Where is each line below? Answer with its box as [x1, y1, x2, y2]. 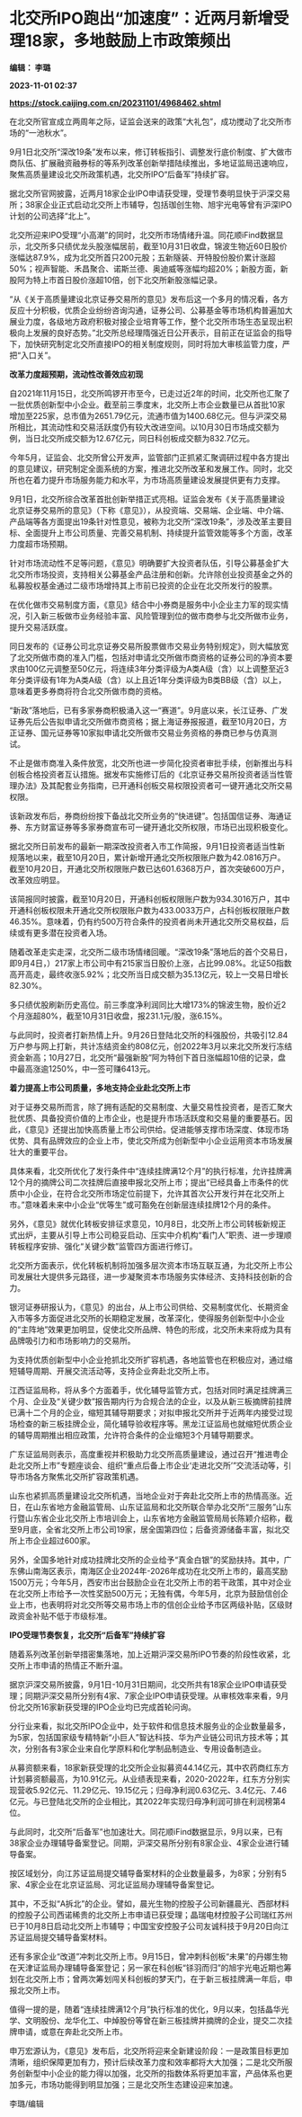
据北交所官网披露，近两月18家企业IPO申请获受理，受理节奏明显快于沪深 [9, 188, 275, 199]
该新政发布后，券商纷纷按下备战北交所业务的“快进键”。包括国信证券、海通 [9, 810, 285, 821]
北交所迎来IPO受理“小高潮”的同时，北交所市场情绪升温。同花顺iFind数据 [9, 229, 276, 240]
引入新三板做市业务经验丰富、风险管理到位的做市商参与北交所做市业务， [24, 610, 293, 621]
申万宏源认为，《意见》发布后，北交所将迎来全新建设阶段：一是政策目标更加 [9, 2045, 289, 2056]
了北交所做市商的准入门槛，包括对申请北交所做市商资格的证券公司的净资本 [9, 652, 285, 663]
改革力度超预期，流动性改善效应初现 [9, 369, 144, 379]
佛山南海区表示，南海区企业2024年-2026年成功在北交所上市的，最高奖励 [16, 1565, 289, 1576]
